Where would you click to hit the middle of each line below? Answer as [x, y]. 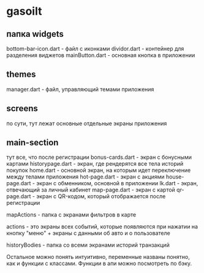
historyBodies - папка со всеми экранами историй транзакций [88, 245]
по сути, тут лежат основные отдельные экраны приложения [87, 123]
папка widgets [35, 34]
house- [175, 177]
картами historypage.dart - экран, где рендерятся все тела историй [95, 164]
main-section [32, 143]
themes [21, 75]
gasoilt [24, 11]
